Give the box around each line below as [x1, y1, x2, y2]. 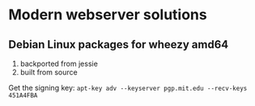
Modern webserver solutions [8, 6, 208, 24]
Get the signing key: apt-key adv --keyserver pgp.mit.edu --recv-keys [8, 83, 248, 92]
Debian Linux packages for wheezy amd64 [8, 38, 229, 51]
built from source [19, 67, 79, 77]
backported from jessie [19, 59, 99, 68]
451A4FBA [8, 92, 38, 100]
